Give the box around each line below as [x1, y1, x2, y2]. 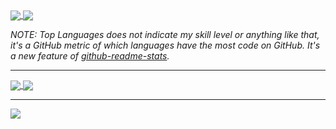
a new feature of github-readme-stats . [10, 50, 170, 62]
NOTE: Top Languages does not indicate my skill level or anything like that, [10, 29, 320, 41]
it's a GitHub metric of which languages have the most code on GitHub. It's [10, 39, 321, 52]
